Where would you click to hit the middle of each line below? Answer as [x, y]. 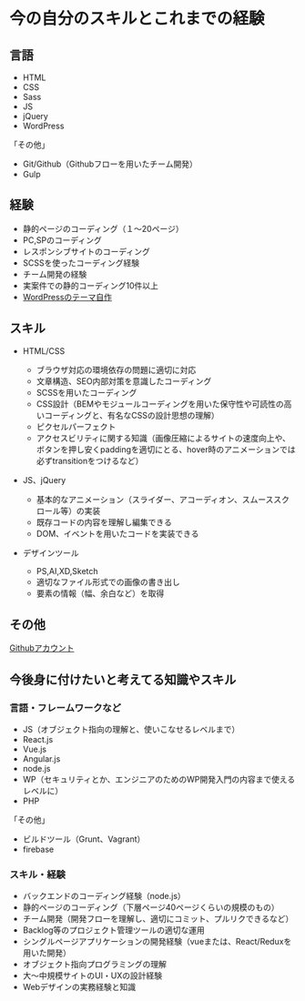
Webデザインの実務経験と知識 [79, 987]
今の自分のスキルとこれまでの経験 [137, 19]
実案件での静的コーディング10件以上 [91, 285]
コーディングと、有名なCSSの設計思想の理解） [132, 415]
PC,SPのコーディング [62, 240]
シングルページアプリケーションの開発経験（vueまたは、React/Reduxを [157, 942]
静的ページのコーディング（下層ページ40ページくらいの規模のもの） [151, 907]
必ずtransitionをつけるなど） [90, 460]
